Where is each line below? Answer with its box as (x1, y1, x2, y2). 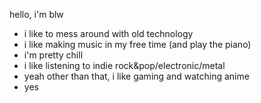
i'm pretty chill (23, 49, 84, 61)
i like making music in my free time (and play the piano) (23, 39, 252, 50)
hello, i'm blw (9, 9, 64, 20)
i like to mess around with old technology (23, 28, 194, 39)
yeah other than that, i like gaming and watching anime (23, 70, 250, 82)
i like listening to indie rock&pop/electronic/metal (23, 60, 226, 71)
